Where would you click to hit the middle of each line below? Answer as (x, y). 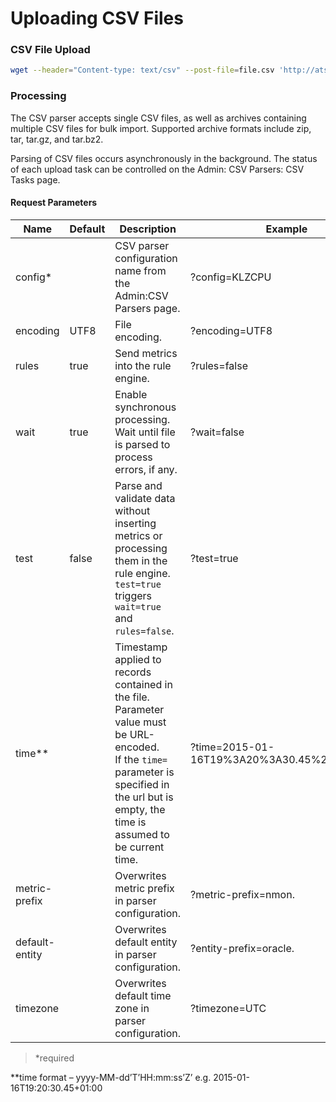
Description (148, 229)
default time (143, 995)
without (132, 510)
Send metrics (146, 353)
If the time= (141, 759)
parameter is (144, 772)
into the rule (143, 365)
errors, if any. (146, 469)
